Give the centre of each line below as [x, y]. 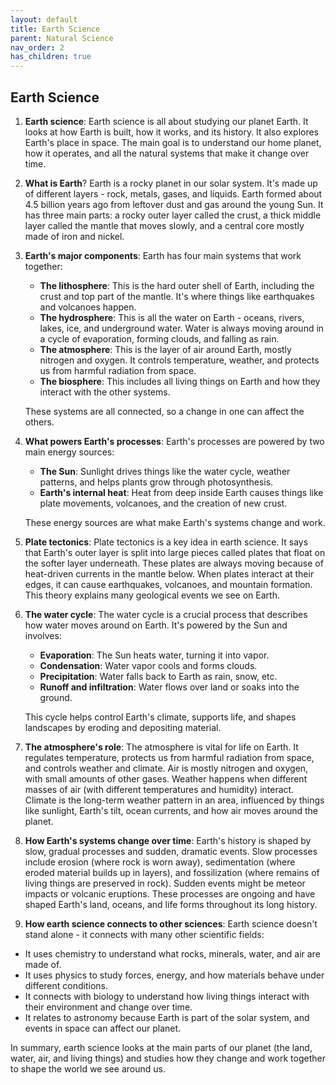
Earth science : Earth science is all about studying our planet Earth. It [166, 121]
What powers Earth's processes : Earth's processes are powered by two [174, 441]
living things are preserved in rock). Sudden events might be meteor [165, 883]
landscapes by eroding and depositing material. [123, 727]
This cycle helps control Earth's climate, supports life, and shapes [160, 717]
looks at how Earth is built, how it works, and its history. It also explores [172, 132]
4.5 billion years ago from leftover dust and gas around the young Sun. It [174, 204]
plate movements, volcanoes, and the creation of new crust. [163, 503]
